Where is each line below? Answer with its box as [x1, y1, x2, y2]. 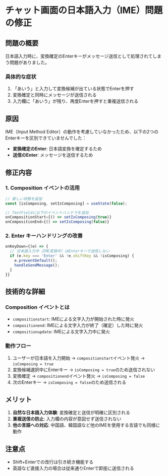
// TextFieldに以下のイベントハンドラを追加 [5, 210, 89, 215]
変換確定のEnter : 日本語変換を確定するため [12, 146, 102, 152]
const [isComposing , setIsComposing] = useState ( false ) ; [5, 201, 128, 206]
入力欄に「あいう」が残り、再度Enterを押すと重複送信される [12, 98, 139, 104]
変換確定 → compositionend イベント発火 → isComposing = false [12, 373, 145, 379]
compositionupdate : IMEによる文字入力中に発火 [12, 328, 110, 335]
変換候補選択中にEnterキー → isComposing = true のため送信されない [12, 366, 155, 373]
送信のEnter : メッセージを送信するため [12, 152, 93, 158]
